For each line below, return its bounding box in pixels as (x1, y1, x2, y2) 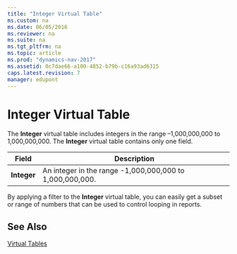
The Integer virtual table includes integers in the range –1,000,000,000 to (7, 130, 221, 138)
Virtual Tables (7, 239, 47, 248)
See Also (7, 220, 47, 233)
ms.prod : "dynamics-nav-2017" (7, 56, 97, 64)
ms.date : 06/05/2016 (7, 23, 68, 30)
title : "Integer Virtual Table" (7, 10, 102, 18)
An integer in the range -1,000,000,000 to (42, 166, 185, 176)
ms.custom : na (7, 17, 49, 24)
